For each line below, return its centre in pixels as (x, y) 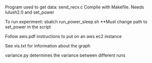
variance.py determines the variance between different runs (65, 55)
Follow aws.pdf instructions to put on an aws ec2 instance (63, 36)
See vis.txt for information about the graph (48, 46)
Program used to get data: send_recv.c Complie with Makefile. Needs (75, 7)
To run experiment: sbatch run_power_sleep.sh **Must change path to (76, 22)
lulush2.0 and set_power (30, 12)
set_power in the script (28, 27)
